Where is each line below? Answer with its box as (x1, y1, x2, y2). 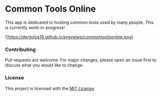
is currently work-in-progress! (5, 24, 65, 30)
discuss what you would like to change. (5, 62, 84, 68)
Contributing (5, 46, 36, 53)
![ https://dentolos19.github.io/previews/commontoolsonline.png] (5, 34, 133, 40)
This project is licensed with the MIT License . (5, 85, 96, 91)
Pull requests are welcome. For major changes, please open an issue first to (5, 57, 157, 63)
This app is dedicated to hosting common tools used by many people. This (5, 19, 154, 25)
